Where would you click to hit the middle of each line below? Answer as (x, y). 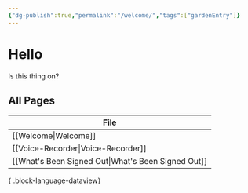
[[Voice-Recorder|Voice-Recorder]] (79, 148)
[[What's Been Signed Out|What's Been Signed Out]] (110, 162)
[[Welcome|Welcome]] (54, 136)
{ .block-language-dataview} (55, 180)
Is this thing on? (34, 76)
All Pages (32, 100)
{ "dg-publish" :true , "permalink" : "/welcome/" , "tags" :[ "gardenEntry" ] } (124, 15)
